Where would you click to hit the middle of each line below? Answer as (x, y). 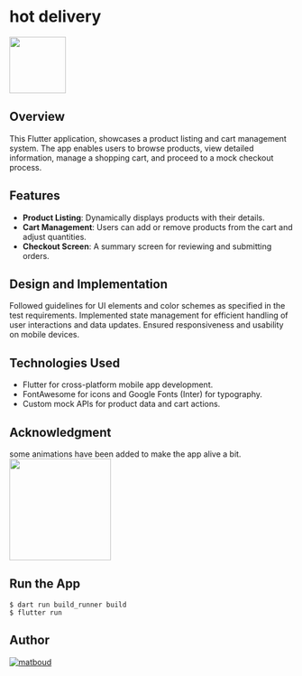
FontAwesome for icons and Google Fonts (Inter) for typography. (142, 394)
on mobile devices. (45, 335)
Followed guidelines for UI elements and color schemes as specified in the (147, 306)
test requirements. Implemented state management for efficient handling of (149, 315)
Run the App (45, 584)
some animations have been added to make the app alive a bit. (125, 454)
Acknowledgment (60, 432)
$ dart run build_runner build (68, 605)
